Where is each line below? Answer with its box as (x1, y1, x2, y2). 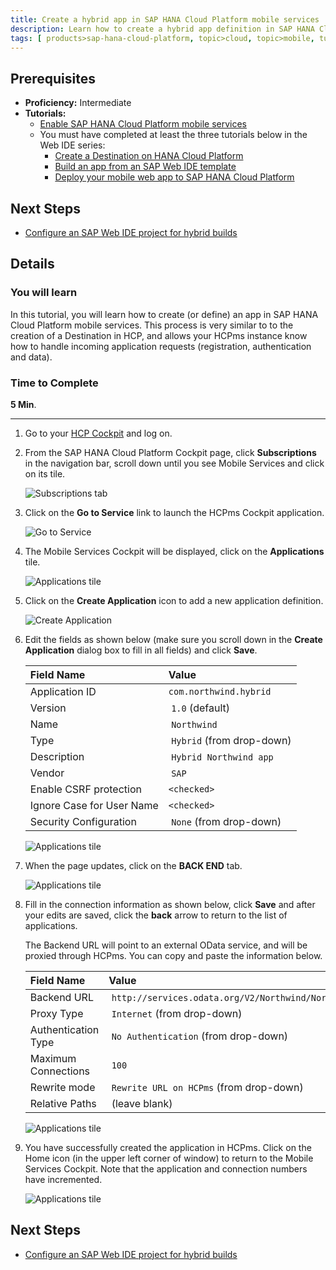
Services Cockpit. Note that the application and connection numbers (24, 1162, 308, 1175)
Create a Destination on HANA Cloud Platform (54, 150, 244, 162)
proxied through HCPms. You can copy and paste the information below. (24, 949, 323, 961)
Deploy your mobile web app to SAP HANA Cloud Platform (54, 171, 295, 183)
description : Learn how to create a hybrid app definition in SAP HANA (10, 24, 315, 34)
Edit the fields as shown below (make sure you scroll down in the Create (24, 633, 323, 645)
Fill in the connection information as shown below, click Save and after (24, 898, 316, 910)
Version (29, 701, 67, 715)
